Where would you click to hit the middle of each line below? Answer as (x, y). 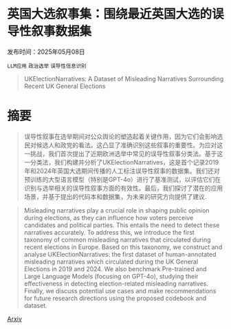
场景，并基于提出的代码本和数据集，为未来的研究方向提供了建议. (115, 196)
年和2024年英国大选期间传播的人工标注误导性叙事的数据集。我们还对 (122, 171)
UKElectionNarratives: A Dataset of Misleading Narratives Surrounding (124, 78)
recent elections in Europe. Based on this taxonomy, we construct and (123, 247)
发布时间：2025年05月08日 (46, 52)
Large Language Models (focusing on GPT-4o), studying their (111, 276)
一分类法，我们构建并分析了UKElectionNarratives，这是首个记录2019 (121, 162)
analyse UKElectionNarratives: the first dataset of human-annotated (120, 254)
